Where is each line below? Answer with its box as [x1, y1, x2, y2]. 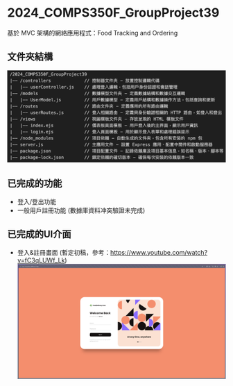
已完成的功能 [7, 178, 62, 190]
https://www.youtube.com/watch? [110, 248, 208, 256]
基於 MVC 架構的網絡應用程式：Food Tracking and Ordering [7, 28, 178, 37]
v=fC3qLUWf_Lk [17, 255, 65, 265]
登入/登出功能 [17, 197, 57, 205]
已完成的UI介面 [7, 228, 71, 240]
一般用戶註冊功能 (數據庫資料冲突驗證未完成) [17, 206, 146, 215]
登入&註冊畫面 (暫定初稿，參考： [17, 248, 111, 256]
